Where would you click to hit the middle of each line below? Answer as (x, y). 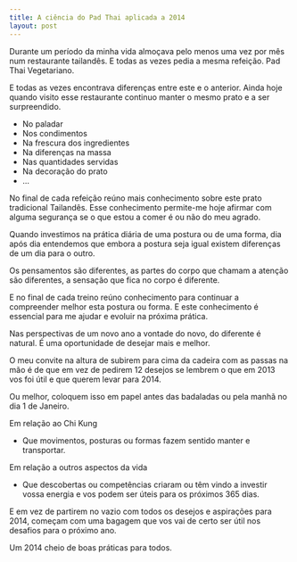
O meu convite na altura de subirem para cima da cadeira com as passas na (148, 360)
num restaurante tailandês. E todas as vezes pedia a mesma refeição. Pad (145, 61)
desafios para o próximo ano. (63, 530)
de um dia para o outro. (52, 253)
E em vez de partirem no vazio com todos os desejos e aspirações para (140, 511)
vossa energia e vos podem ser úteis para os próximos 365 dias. (141, 494)
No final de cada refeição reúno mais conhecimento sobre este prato (136, 198)
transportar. (44, 450)
